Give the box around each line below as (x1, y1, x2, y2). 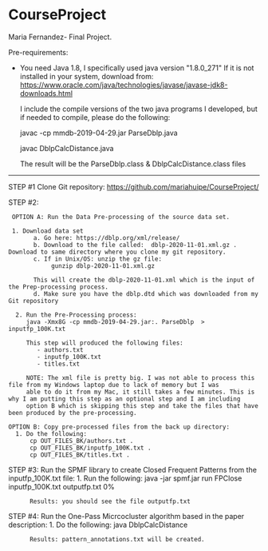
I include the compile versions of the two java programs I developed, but (19, 104, 258, 114)
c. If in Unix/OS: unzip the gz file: (33, 254, 162, 263)
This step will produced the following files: (26, 338, 183, 347)
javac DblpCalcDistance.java (19, 143, 114, 153)
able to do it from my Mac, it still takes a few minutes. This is (26, 388, 255, 396)
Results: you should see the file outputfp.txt (29, 497, 191, 505)
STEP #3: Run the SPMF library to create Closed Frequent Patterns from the (8, 465, 258, 474)
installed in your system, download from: (19, 71, 154, 81)
